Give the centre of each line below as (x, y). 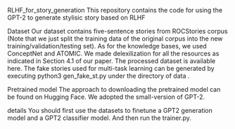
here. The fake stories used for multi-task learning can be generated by (111, 68)
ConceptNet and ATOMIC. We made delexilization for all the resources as (113, 53)
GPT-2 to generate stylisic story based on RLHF (76, 18)
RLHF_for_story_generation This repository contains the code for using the (115, 10)
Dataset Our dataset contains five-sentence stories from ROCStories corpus (118, 31)
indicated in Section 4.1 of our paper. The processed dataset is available (112, 61)
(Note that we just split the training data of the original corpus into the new (115, 39)
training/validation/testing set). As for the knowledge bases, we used (107, 46)
